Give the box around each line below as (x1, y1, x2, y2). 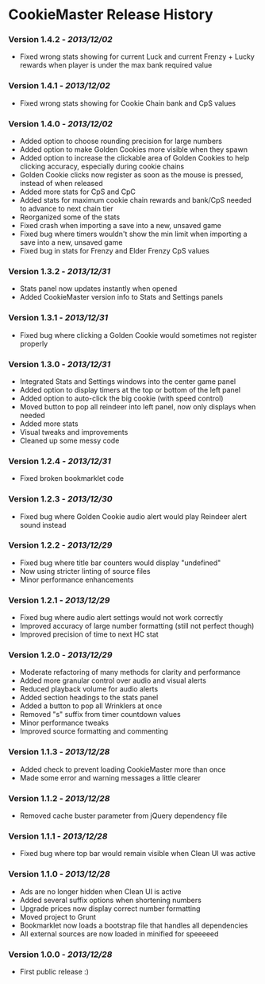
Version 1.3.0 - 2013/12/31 (8, 358, 111, 370)
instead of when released (19, 179, 103, 188)
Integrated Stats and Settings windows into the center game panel (19, 376, 236, 386)
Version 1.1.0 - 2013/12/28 (8, 869, 110, 880)
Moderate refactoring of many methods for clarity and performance (19, 668, 240, 677)
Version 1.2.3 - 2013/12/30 (8, 494, 113, 505)
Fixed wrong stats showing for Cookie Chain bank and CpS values (19, 98, 236, 108)
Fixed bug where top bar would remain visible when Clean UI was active (19, 849, 256, 858)
